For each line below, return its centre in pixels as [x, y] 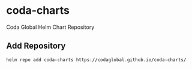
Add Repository [36, 46]
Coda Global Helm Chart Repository [50, 27]
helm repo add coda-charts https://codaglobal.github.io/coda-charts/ [96, 60]
